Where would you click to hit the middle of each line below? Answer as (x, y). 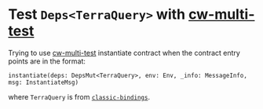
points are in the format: (47, 61)
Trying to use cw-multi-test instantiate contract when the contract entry (124, 53)
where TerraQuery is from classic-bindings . (79, 96)
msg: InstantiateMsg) (44, 82)
